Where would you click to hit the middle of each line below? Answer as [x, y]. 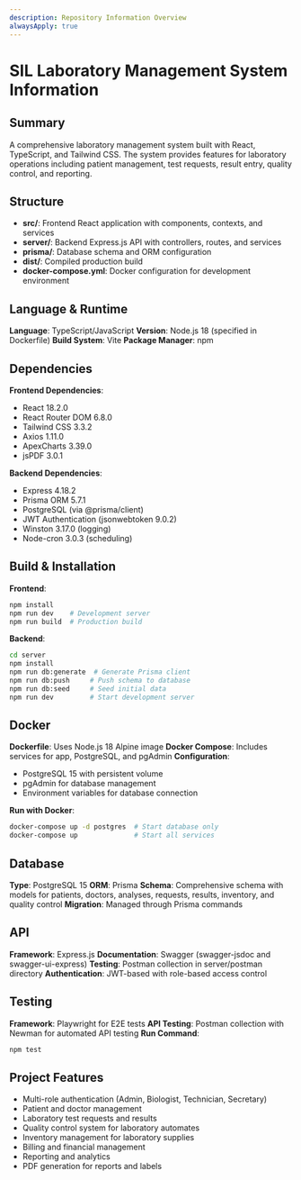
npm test [26, 1049]
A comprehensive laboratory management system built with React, [133, 144]
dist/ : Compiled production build [83, 261]
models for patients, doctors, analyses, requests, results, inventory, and [142, 894]
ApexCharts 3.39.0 [57, 446]
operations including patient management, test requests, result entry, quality [150, 164]
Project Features [57, 1077]
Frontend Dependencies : [57, 390]
